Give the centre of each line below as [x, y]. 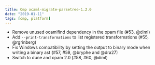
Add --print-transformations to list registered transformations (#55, [80, 37]
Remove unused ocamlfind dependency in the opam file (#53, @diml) [81, 32]
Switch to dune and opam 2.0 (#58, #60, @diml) [60, 58]
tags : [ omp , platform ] [28, 18]
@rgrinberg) [24, 42]
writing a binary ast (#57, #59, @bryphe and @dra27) [65, 52]
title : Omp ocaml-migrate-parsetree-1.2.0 [48, 9]
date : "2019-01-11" [25, 14]
